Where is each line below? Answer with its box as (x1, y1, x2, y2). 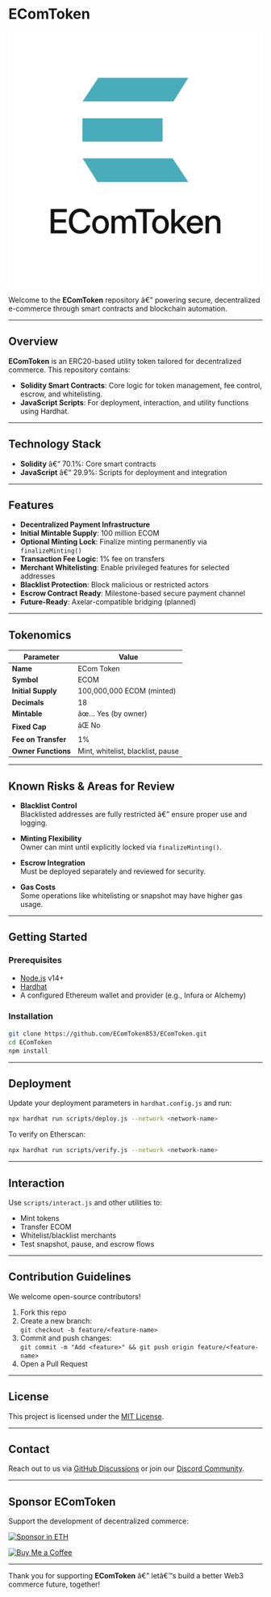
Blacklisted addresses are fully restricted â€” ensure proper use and (19, 810, 248, 819)
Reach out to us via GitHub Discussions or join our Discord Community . (8, 1464, 244, 1473)
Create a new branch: (19, 1315, 93, 1325)
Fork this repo (19, 1307, 67, 1317)
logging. (19, 818, 48, 828)
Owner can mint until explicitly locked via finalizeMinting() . (19, 842, 222, 852)
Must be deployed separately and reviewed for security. (19, 866, 206, 876)
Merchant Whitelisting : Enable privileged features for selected (19, 563, 230, 573)
